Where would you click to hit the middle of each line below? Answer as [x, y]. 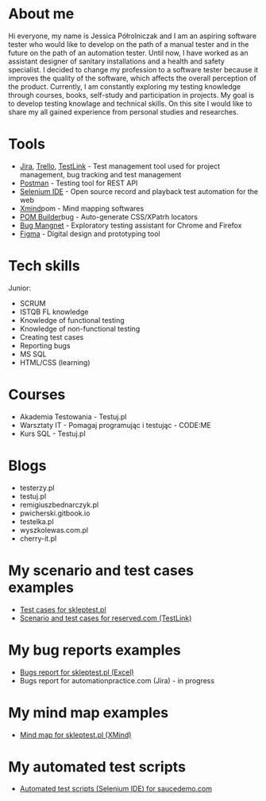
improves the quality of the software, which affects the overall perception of [132, 78]
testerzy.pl [37, 488]
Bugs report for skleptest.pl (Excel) [77, 672]
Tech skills [44, 266]
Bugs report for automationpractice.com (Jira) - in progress [117, 680]
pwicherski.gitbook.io [55, 513]
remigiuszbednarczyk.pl [59, 504]
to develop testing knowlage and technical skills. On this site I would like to [130, 103]
